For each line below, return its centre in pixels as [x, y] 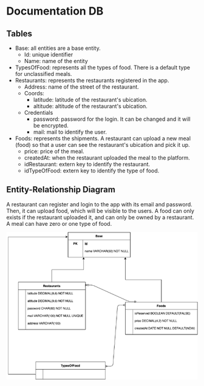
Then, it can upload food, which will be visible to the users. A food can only [100, 211]
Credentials [39, 113]
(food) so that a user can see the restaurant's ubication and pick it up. [102, 145]
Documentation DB [55, 11]
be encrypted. [51, 125]
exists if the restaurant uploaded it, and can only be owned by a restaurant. [100, 217]
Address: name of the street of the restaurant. [82, 87]
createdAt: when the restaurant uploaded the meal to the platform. [107, 158]
